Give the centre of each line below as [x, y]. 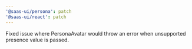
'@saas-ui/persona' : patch [39, 11]
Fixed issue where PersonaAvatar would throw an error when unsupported [96, 33]
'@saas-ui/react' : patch [36, 17]
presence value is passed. [37, 40]
